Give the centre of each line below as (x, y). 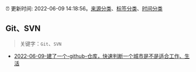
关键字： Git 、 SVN (41, 44)
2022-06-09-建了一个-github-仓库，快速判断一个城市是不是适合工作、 (99, 56)
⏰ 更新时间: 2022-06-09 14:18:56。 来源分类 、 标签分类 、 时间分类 (84, 8)
